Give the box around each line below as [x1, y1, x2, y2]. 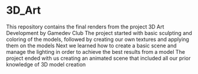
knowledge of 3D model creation [6, 60, 86, 68]
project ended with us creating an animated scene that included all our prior [6, 54, 191, 62]
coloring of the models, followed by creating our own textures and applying [6, 36, 189, 43]
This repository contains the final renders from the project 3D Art [6, 23, 164, 30]
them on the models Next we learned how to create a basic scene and [6, 42, 177, 49]
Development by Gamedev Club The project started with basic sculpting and [6, 29, 192, 36]
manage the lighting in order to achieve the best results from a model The [6, 48, 185, 55]
